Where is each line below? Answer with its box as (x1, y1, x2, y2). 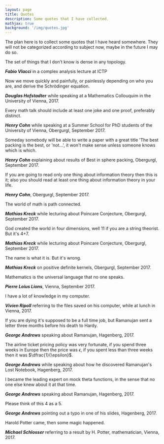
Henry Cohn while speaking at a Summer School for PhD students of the (5, 122, 153, 128)
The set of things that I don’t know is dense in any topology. (5, 59, 127, 65)
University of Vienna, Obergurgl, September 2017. (5, 127, 106, 133)
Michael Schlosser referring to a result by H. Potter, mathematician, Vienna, (5, 429, 160, 435)
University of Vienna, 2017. (5, 98, 59, 104)
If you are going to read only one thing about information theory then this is (5, 172, 158, 178)
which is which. (5, 148, 37, 153)
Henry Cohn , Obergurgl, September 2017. (5, 192, 90, 198)
